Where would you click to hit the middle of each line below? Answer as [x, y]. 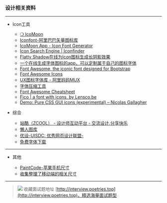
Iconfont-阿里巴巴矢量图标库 [49, 40]
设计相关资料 [21, 7]
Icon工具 [21, 24]
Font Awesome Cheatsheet [47, 92]
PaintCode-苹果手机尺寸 [44, 168]
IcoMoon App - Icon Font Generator [56, 46]
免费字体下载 [33, 142]
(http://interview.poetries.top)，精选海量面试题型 [67, 196]
